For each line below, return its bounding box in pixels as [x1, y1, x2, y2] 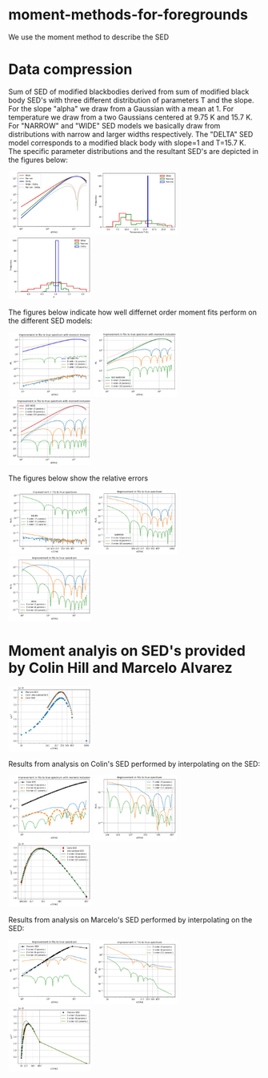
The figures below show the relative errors [8, 473, 149, 483]
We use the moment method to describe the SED [8, 32, 170, 42]
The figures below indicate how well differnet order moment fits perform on [8, 307, 258, 317]
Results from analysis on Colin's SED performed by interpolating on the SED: [8, 759, 261, 768]
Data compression [8, 60, 133, 79]
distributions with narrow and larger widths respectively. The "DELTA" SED [8, 129, 254, 139]
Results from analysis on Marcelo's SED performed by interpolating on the [8, 914, 253, 924]
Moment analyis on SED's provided [8, 642, 246, 660]
